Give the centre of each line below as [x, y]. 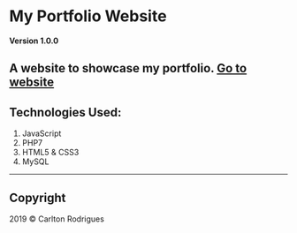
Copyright [38, 197]
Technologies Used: [65, 112]
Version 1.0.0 [34, 41]
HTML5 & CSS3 [50, 153]
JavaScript [42, 133]
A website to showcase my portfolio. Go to [128, 68]
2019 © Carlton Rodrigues [57, 219]
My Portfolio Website [88, 16]
